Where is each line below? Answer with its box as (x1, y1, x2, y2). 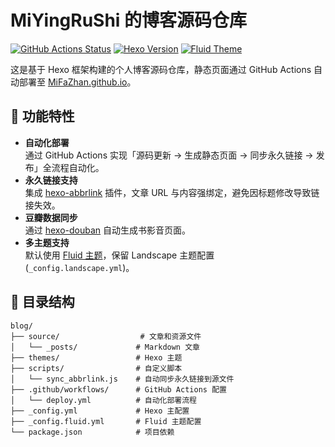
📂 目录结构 (10, 294, 75, 311)
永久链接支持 (24, 174, 78, 186)
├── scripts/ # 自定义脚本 (10, 363, 183, 373)
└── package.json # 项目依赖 (10, 427, 175, 437)
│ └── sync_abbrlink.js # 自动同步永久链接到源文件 (10, 374, 235, 384)
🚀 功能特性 (10, 108, 75, 125)
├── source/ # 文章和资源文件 (10, 331, 202, 341)
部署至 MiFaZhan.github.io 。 (18, 76, 137, 88)
